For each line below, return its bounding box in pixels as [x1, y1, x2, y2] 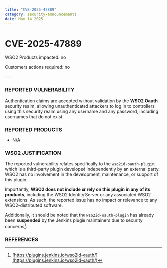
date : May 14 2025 [5, 16, 43, 21]
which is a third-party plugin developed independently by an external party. [5, 166, 160, 172]
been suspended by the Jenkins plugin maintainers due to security [5, 217, 143, 223]
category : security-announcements [5, 12, 77, 17]
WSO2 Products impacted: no [5, 54, 66, 60]
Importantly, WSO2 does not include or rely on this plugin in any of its [5, 186, 151, 192]
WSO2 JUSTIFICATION [5, 149, 61, 156]
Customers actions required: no [5, 64, 70, 70]
